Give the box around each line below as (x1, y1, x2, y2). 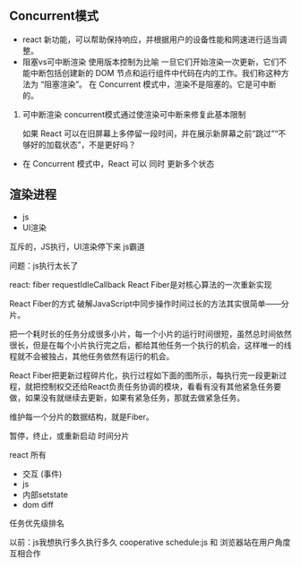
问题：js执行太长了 (9, 260, 79, 271)
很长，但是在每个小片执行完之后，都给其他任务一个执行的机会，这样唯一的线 (9, 339, 292, 350)
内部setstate (21, 489, 69, 500)
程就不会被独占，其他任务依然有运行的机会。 (9, 350, 175, 361)
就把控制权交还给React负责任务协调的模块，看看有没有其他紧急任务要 (24, 381, 282, 391)
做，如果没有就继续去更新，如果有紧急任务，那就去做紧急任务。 (9, 392, 245, 403)
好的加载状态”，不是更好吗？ (30, 139, 136, 150)
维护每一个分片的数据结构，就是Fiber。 (9, 411, 154, 422)
